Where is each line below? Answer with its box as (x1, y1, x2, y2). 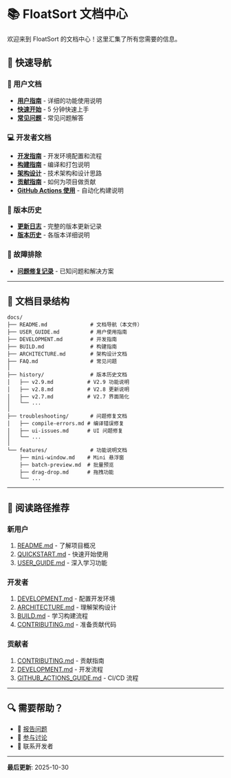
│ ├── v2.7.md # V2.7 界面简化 (7, 393, 129, 400)
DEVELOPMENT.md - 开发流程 (16, 665, 103, 673)
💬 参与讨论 (16, 733, 47, 742)
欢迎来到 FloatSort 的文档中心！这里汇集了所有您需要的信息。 (7, 35, 181, 43)
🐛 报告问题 (16, 725, 47, 733)
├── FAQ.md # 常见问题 (7, 358, 118, 365)
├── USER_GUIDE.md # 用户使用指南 (7, 329, 127, 335)
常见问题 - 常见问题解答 (16, 113, 85, 121)
